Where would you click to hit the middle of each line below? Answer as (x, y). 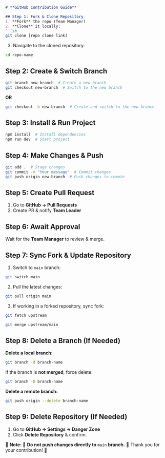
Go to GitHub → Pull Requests (45, 205)
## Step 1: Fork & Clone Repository (44, 16)
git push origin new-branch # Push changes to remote (65, 177)
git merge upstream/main (32, 325)
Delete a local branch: (29, 353)
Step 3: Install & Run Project (50, 122)
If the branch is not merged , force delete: (49, 372)
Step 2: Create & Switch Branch (56, 71)
